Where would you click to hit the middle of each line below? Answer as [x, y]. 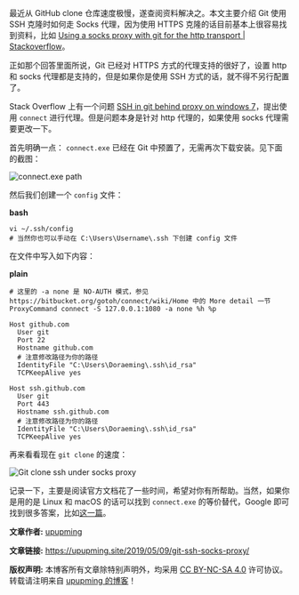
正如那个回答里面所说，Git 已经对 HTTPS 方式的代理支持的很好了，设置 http [148, 65]
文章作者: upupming [46, 531]
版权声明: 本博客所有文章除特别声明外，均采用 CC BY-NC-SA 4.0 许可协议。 [148, 569]
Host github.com [39, 325]
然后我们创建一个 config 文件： [66, 195]
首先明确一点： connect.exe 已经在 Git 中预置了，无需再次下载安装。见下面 [146, 148]
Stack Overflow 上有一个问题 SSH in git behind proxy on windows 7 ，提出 [144, 106]
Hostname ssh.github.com [63, 412]
